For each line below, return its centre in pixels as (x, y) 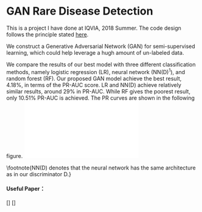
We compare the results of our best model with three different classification (101, 64)
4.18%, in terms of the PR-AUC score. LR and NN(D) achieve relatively (94, 85)
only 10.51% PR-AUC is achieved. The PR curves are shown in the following (100, 98)
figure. (15, 156)
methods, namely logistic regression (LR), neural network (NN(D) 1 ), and (96, 71)
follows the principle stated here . (47, 34)
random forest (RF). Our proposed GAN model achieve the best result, (94, 78)
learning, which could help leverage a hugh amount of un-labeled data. (95, 52)
